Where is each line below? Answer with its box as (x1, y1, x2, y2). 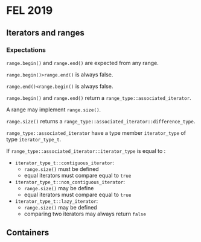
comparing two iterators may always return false (24, 210, 147, 217)
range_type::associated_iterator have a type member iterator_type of (6, 129, 186, 136)
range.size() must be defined (24, 165, 99, 172)
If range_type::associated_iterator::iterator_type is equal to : (6, 147, 166, 154)
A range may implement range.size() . (6, 106, 101, 113)
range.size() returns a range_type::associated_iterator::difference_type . (6, 117, 196, 125)
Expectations (6, 46, 46, 54)
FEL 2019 (6, 4, 53, 17)
